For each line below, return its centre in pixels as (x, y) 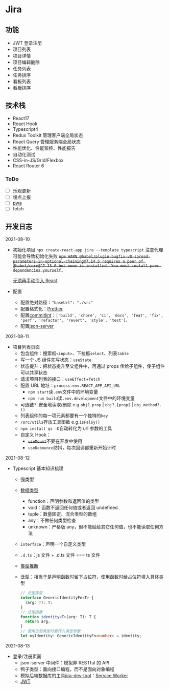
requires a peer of (123, 262)
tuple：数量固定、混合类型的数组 (62, 514)
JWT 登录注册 (27, 43)
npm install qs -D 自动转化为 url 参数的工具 (66, 428)
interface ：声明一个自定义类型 (53, 544)
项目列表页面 (26, 347)
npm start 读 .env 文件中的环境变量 (63, 392)
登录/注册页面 (27, 656)
